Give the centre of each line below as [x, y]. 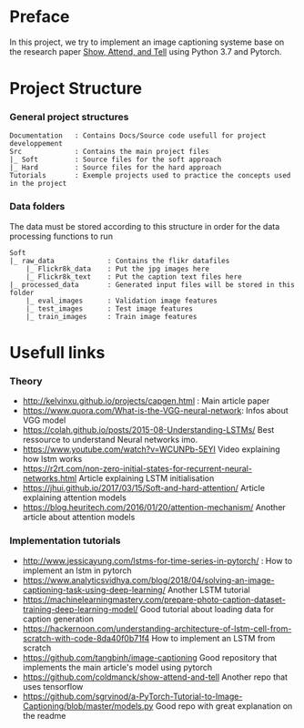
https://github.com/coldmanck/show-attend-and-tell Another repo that [155, 677]
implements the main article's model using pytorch [117, 667]
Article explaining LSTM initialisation [147, 478]
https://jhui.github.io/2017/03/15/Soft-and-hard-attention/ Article [144, 488]
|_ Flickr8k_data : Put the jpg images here [117, 269]
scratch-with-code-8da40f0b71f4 [86, 638]
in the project [38, 184]
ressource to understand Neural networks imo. [110, 440]
